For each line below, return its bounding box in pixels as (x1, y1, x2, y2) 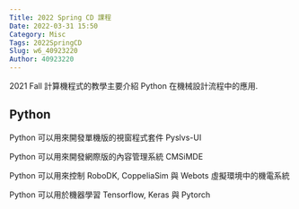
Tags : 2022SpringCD (9, 38, 83, 48)
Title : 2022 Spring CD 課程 (9, 13, 112, 22)
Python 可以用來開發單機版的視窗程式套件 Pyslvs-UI (9, 132, 202, 143)
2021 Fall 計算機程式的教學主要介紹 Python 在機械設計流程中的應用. (9, 81, 259, 91)
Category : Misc (9, 30, 66, 39)
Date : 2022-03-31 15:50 (9, 22, 99, 30)
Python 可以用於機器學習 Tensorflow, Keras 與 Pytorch (9, 189, 211, 200)
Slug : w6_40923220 (9, 47, 78, 56)
